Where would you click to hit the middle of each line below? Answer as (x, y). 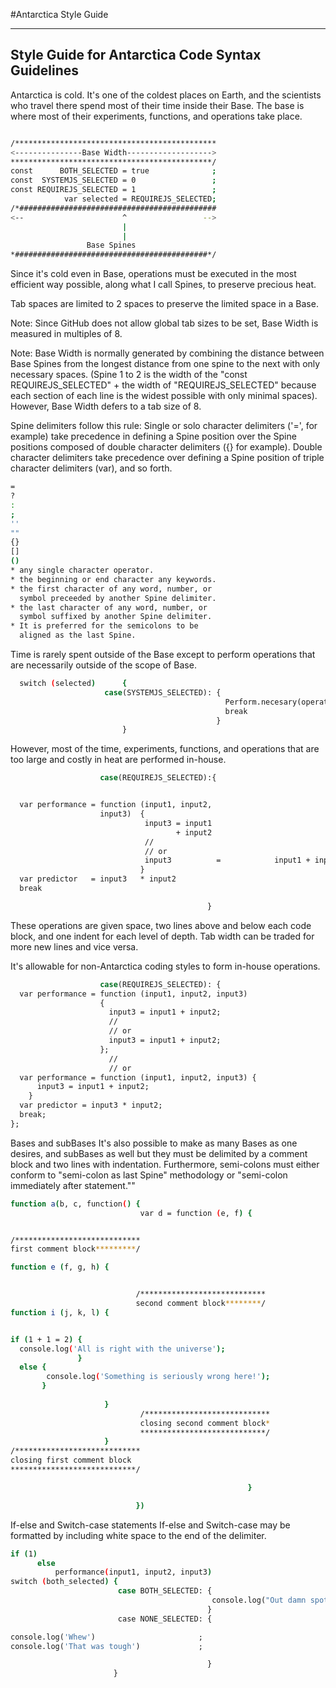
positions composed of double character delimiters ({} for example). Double (166, 447)
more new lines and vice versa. (74, 946)
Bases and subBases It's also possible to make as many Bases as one (154, 1143)
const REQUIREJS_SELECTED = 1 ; (113, 190)
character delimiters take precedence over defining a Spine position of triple (167, 458)
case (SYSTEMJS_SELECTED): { (163, 692)
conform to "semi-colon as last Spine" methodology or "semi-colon (149, 1175)
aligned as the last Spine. (78, 635)
